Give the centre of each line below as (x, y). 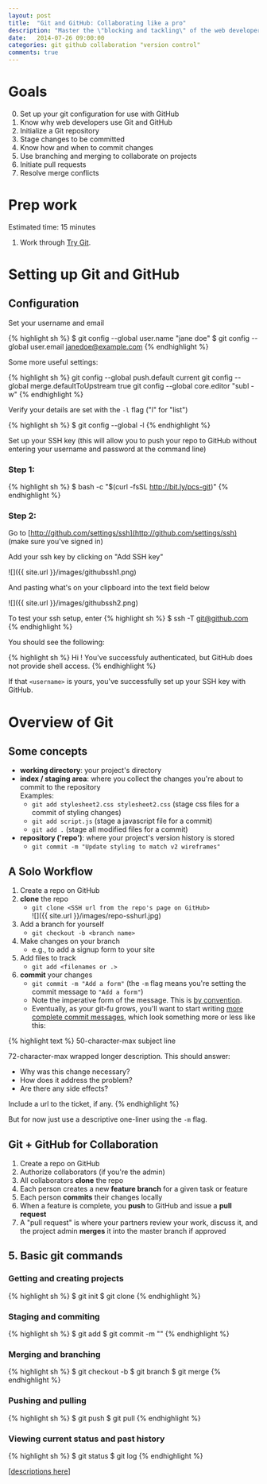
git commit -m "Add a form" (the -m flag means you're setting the (139, 984)
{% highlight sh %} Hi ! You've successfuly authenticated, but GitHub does (130, 658)
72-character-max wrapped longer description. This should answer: (119, 1057)
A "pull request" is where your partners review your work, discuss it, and (139, 1223)
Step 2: (23, 516)
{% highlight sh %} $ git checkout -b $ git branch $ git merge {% (114, 1372)
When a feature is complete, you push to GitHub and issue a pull (126, 1206)
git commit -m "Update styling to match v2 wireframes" (126, 847)
